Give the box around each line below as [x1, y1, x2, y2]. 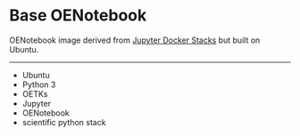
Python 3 [21, 79, 56, 90]
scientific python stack [21, 116, 106, 127]
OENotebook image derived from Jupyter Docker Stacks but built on [9, 35, 261, 45]
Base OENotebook [9, 5, 147, 26]
